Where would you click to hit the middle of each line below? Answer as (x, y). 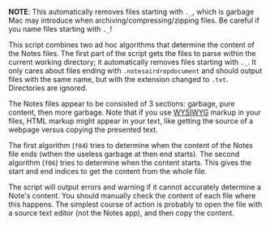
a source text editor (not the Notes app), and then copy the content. (122, 213)
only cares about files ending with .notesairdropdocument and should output (135, 71)
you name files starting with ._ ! (60, 29)
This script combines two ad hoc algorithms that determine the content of (132, 45)
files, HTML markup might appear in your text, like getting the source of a (131, 121)
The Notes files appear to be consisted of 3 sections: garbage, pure (122, 104)
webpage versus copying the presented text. (83, 130)
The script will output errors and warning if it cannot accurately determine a (135, 187)
